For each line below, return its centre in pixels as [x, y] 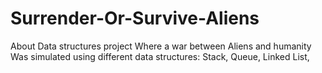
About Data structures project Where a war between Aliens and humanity [161, 46]
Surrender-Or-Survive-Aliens [135, 18]
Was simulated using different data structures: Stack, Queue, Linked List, [160, 56]
